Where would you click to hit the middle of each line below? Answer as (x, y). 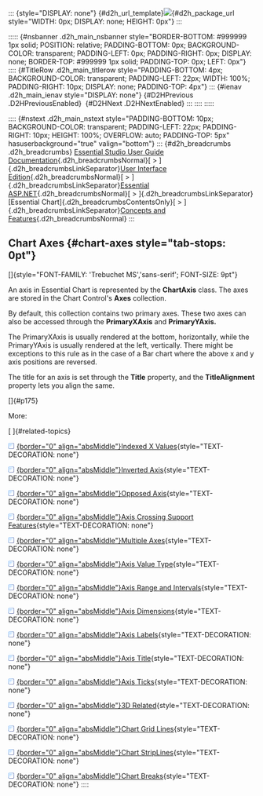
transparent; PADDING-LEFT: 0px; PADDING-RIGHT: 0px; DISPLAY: (144, 53)
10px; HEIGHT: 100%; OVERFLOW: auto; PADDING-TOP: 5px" (131, 135)
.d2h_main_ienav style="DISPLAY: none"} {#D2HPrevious (101, 95)
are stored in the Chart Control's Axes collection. (88, 298)
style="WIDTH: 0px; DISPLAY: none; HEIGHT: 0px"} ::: (95, 21)
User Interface (144, 168)
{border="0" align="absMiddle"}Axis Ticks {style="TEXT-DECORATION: (132, 681)
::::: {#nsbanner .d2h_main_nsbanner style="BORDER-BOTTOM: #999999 (128, 37)
